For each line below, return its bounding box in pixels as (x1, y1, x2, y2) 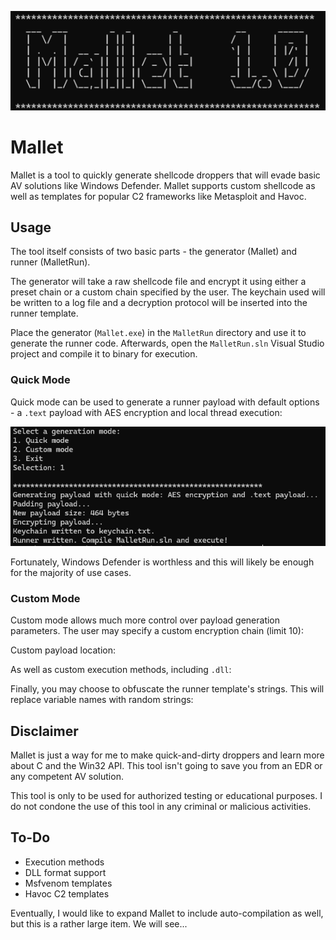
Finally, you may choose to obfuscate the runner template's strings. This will (10, 683, 325, 695)
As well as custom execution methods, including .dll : (10, 664, 232, 676)
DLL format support (24, 866, 107, 878)
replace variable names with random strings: (10, 694, 194, 706)
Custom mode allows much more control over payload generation (10, 614, 281, 626)
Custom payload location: (10, 644, 116, 656)
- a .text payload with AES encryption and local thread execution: (10, 406, 283, 418)
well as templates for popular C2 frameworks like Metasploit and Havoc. (10, 190, 307, 202)
